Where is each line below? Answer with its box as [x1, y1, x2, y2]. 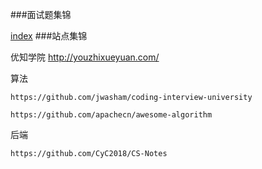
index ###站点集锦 [10, 30, 88, 42]
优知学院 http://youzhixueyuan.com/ [10, 51, 160, 63]
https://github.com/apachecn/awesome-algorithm [10, 110, 213, 120]
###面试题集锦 [10, 9, 72, 20]
